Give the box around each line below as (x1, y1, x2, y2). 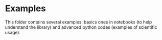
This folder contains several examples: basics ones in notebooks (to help (5, 19, 152, 25)
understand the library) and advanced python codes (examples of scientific (5, 24, 158, 30)
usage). (5, 29, 21, 35)
